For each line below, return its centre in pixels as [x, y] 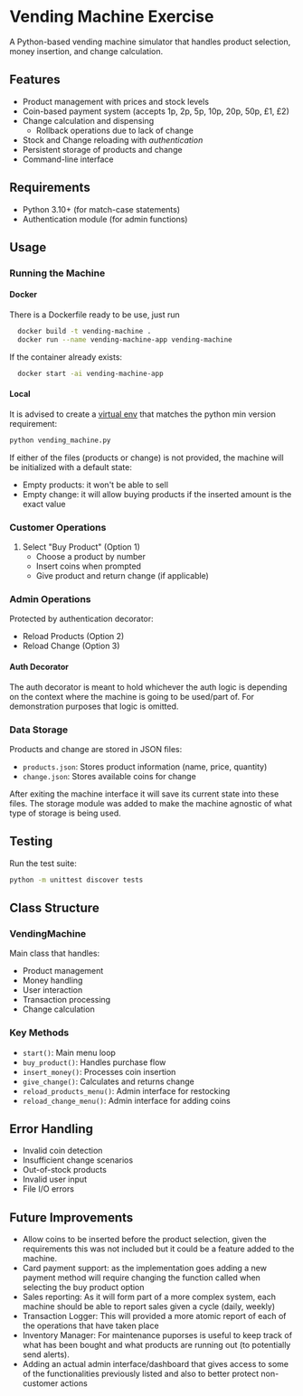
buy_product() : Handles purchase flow [94, 1062]
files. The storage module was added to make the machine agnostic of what [151, 803]
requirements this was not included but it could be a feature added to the [158, 1249]
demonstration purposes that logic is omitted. [94, 706]
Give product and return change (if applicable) [123, 576]
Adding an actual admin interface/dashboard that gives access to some [156, 1364]
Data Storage [39, 730]
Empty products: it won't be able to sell [95, 485]
